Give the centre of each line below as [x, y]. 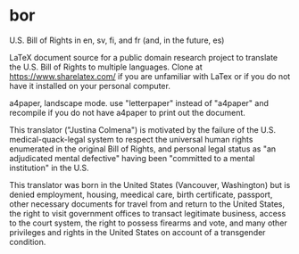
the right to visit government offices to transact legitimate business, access [148, 213]
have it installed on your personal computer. [90, 86]
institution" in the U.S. [49, 168]
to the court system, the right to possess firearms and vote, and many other [148, 223]
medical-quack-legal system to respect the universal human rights [131, 139]
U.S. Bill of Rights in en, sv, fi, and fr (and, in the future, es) [117, 40]
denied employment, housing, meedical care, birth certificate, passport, [141, 194]
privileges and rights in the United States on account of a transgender [137, 232]
